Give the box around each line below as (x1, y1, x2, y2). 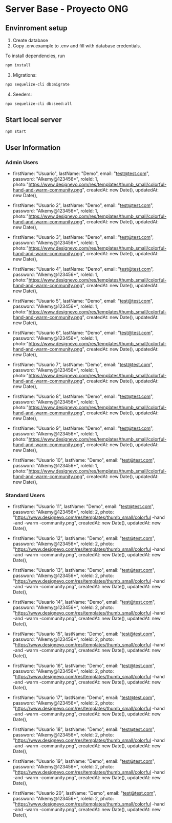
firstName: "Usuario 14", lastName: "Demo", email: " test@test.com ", (12, 599, 156, 605)
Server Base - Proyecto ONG (5, 3, 129, 15)
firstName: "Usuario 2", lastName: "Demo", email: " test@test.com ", (12, 202, 154, 208)
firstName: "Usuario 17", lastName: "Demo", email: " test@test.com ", (12, 694, 155, 701)
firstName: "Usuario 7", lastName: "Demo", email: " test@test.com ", (12, 361, 154, 367)
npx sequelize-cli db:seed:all (5, 101, 72, 106)
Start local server (5, 115, 62, 124)
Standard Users (5, 492, 45, 499)
